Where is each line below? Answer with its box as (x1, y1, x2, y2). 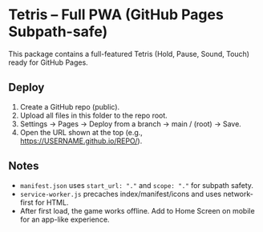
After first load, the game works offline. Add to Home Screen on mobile (19, 206, 255, 215)
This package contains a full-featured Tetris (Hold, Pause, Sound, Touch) (8, 49, 250, 58)
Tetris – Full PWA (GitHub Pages (8, 6, 225, 24)
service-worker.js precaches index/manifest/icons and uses (19, 189, 222, 198)
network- (223, 189, 254, 198)
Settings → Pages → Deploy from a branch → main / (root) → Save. (19, 118, 242, 129)
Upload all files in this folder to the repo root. (19, 110, 168, 120)
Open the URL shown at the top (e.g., (19, 127, 143, 137)
